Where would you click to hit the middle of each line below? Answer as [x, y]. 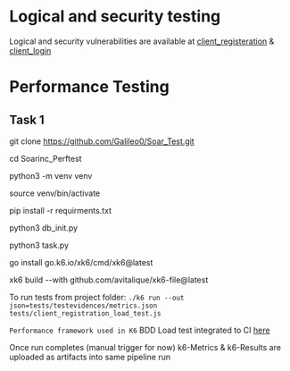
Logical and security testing [115, 17]
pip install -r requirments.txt [60, 210]
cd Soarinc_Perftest [46, 158]
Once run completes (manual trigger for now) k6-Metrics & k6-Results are [145, 347]
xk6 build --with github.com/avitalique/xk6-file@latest [109, 280]
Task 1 [27, 119]
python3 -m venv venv [51, 175]
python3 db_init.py [44, 228]
